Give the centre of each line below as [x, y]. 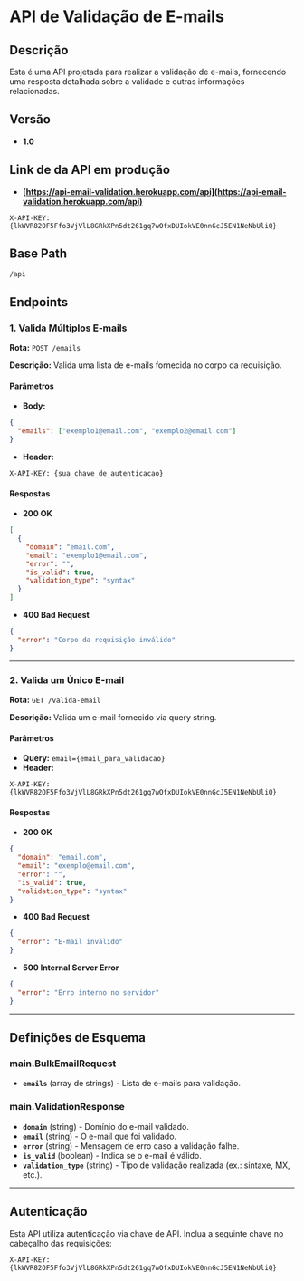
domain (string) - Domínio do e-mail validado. [106, 1126]
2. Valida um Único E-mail [67, 679]
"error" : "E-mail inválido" [71, 942]
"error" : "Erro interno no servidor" [89, 992]
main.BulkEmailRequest [63, 1064]
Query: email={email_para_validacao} [94, 758]
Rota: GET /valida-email [55, 699]
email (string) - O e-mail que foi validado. [100, 1136]
